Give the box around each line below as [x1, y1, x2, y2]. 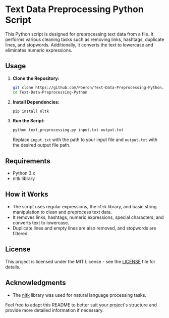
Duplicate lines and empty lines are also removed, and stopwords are [12, 225, 156, 231]
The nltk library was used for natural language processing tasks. [12, 292, 146, 298]
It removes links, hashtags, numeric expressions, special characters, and [12, 214, 164, 220]
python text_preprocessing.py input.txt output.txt [12, 127, 124, 132]
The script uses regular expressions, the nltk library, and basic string [12, 203, 157, 209]
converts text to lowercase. [12, 219, 70, 225]
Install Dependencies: [12, 99, 60, 105]
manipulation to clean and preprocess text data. [12, 209, 112, 215]
